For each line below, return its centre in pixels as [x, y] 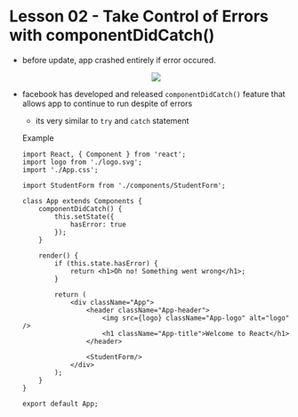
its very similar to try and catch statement [112, 120]
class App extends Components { [82, 201]
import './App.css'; [60, 170]
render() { [59, 256]
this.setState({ [85, 217]
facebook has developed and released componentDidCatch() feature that [154, 94]
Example [38, 138]
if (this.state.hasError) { [106, 263]
